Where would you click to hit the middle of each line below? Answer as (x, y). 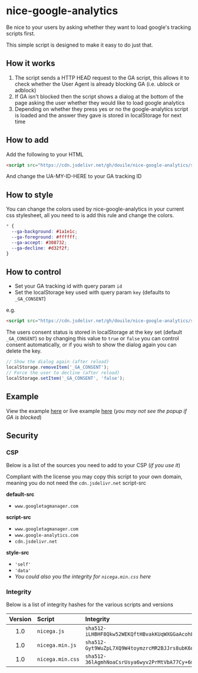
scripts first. (21, 33)
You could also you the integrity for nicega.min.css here (83, 577)
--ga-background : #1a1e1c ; (44, 232)
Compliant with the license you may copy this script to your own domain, (94, 477)
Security (22, 436)
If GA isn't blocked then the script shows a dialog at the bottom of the (99, 96)
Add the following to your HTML (45, 154)
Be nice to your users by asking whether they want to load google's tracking (99, 27)
